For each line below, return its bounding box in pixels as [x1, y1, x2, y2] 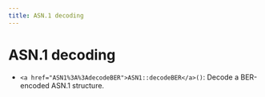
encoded [19, 80, 50, 90]
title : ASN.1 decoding [8, 11, 84, 20]
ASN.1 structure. [50, 80, 105, 90]
